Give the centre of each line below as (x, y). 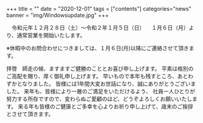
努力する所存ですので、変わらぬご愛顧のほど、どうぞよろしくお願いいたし (99, 99)
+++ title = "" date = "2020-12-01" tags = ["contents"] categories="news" (99, 9)
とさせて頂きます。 (30, 114)
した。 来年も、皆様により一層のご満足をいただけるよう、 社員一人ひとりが (101, 91)
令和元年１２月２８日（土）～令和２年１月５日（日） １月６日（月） (100, 28)
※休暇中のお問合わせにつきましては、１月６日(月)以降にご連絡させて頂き (98, 48)
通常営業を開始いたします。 (51, 35)
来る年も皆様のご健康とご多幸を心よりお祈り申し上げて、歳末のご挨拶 (105, 106)
